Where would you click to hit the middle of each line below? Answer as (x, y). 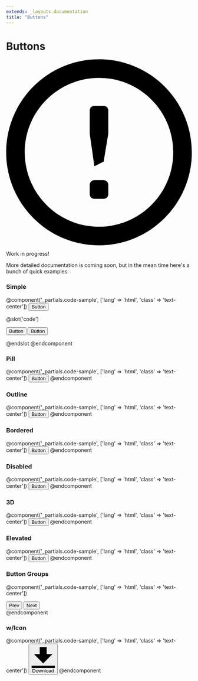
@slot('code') (23, 319)
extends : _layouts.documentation (47, 12)
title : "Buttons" (27, 17)
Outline (17, 395)
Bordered (20, 431)
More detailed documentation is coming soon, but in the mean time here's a (98, 265)
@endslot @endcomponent (39, 343)
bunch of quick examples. (37, 272)
